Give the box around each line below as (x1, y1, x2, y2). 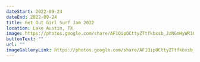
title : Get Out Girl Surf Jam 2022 (6, 19, 95, 25)
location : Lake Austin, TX (6, 25, 73, 31)
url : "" (6, 42, 26, 48)
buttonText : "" (6, 36, 44, 42)
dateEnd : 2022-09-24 (6, 14, 58, 20)
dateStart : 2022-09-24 (6, 8, 62, 15)
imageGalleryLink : (6, 47, 52, 53)
